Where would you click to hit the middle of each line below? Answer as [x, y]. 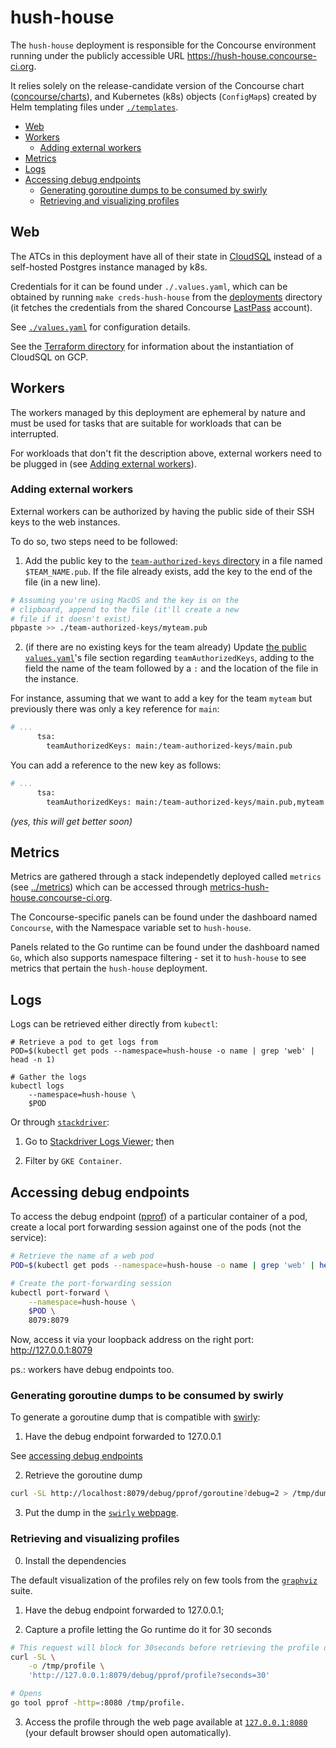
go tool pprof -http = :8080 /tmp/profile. [98, 1703]
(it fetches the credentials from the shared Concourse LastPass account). [161, 307]
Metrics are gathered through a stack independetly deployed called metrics [166, 877]
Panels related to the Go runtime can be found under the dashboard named [165, 947]
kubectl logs [37, 1086]
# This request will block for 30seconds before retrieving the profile [165, 1647]
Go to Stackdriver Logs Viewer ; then [99, 1142]
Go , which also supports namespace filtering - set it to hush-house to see [158, 958]
